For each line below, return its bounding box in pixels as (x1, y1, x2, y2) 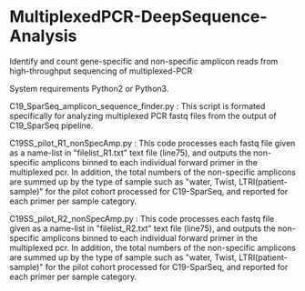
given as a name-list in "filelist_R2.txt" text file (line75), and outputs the (9, 223, 276, 234)
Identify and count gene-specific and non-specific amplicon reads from (9, 55, 279, 66)
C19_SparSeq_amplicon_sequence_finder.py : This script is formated (9, 100, 266, 111)
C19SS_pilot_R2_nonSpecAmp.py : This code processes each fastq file (9, 213, 275, 224)
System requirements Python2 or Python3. (9, 83, 169, 94)
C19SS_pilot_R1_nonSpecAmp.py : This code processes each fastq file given (9, 137, 296, 148)
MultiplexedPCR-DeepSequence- (9, 6, 268, 27)
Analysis (9, 25, 77, 46)
